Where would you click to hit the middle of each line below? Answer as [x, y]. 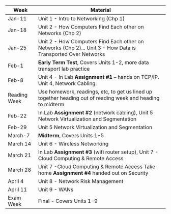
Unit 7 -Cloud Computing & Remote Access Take [97, 166]
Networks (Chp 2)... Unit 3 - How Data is [87, 48]
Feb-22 [17, 116]
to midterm [51, 104]
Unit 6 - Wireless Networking [73, 144]
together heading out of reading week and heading [99, 98]
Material [101, 10]
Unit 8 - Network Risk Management [81, 181]
